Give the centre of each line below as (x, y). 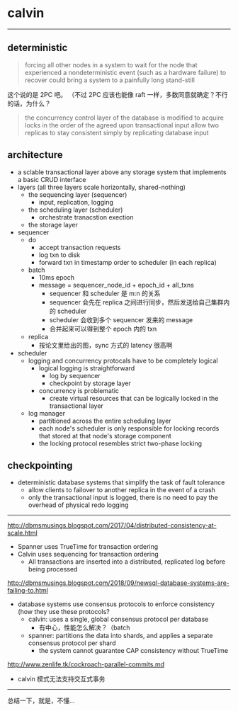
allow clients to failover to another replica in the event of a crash (122, 490)
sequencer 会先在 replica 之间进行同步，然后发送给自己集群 (136, 302)
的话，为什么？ (29, 103)
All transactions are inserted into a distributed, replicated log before (127, 562)
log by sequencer (75, 375)
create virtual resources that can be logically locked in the (134, 398)
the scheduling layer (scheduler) (75, 210)
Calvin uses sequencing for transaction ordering (88, 554)
